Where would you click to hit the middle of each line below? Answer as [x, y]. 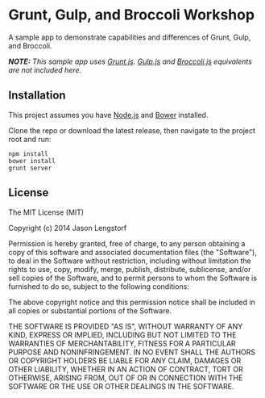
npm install [28, 154]
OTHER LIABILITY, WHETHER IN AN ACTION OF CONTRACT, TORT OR [126, 369]
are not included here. [45, 69]
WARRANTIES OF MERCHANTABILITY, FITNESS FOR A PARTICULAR [122, 343]
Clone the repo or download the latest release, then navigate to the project [132, 130]
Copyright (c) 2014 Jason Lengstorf [68, 228]
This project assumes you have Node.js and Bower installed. [108, 115]
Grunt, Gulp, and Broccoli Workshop [132, 15]
